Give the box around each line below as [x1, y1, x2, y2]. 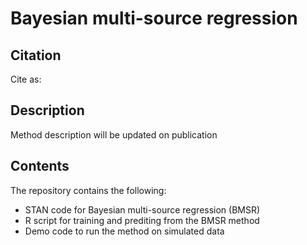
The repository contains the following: [10, 184, 167, 196]
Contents [10, 158, 70, 175]
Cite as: [10, 73, 42, 85]
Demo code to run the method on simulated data [24, 225, 225, 237]
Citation [10, 47, 62, 64]
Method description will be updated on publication [10, 128, 218, 141]
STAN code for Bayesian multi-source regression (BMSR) [24, 203, 261, 216]
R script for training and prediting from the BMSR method [24, 214, 260, 226]
